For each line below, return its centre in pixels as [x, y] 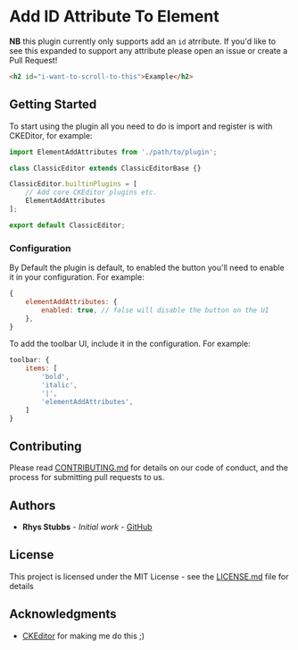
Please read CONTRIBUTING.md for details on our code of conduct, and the [149, 468]
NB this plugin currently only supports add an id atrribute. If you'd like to [143, 41]
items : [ [41, 368]
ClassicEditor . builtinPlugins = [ [74, 184]
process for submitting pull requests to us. [87, 477]
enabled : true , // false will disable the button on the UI [155, 310]
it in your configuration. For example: [77, 277]
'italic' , [59, 385]
